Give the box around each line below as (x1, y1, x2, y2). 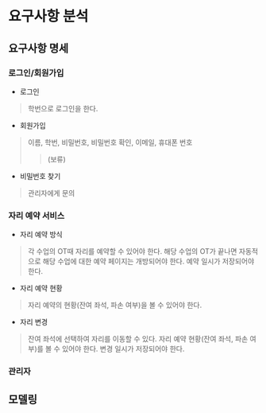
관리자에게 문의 (27, 188, 75, 197)
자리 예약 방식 (19, 230, 63, 240)
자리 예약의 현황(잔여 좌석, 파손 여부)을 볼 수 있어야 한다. (27, 300, 202, 310)
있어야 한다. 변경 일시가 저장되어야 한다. (62, 344, 185, 354)
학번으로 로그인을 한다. (27, 103, 98, 113)
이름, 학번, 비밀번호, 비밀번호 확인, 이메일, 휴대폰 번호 (27, 137, 193, 147)
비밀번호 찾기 (19, 171, 61, 181)
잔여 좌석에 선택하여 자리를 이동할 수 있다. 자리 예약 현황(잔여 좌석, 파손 (27, 334, 249, 344)
